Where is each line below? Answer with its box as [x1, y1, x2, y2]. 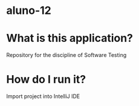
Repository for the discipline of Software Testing [6, 51, 127, 59]
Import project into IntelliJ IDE [6, 93, 80, 100]
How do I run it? [6, 73, 86, 87]
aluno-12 [6, 4, 51, 18]
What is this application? [6, 31, 134, 45]
